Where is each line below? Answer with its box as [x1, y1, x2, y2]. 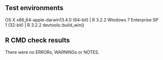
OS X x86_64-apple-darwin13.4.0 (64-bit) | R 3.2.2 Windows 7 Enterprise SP [5, 17, 159, 22]
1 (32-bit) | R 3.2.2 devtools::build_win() [5, 22, 84, 28]
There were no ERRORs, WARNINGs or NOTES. [5, 49, 100, 55]
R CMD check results [5, 36, 70, 44]
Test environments [5, 4, 63, 12]
